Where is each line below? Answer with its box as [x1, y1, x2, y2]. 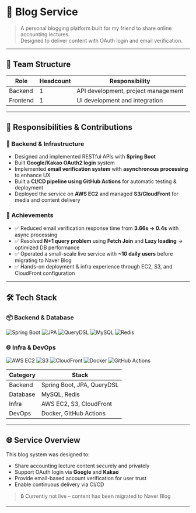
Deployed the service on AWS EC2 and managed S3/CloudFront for [14, 190, 179, 198]
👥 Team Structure [6, 60, 71, 70]
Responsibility [110, 77, 150, 85]
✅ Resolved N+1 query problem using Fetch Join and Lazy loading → [14, 237, 183, 245]
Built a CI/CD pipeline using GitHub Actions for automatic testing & [14, 178, 177, 185]
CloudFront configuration [14, 269, 75, 277]
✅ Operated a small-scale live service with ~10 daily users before [14, 250, 173, 257]
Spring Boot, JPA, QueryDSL [41, 380, 119, 388]
